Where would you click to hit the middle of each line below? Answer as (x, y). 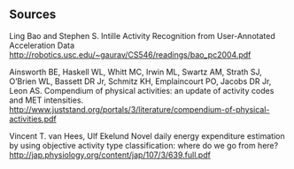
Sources (33, 15)
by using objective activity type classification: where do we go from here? (144, 145)
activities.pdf (33, 119)
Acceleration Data (42, 45)
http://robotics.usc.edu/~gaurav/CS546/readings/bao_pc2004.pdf (130, 54)
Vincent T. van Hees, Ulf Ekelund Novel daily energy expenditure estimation (147, 135)
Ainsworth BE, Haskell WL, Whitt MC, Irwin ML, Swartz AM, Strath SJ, (136, 72)
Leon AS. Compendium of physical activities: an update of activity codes (142, 90)
